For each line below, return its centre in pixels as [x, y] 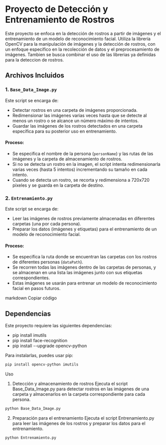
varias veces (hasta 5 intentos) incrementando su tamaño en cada [80, 169]
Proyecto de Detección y [56, 9]
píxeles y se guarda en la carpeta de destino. [58, 185]
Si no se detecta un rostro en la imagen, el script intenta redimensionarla [86, 164]
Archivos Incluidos [35, 75]
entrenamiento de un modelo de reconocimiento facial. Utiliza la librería [78, 39]
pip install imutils [29, 335]
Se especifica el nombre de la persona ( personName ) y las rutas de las [83, 153]
